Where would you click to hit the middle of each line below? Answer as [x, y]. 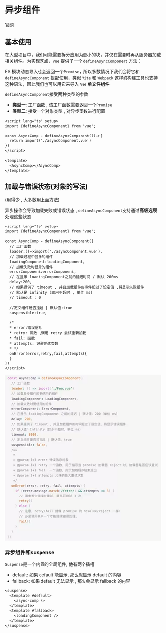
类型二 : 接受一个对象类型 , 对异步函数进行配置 [59, 111]
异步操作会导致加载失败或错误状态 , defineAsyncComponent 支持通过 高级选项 [81, 210]
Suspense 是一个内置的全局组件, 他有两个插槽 [50, 564]
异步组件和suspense [30, 552]
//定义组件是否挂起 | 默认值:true [41, 308]
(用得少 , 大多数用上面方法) [33, 200]
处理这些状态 [18, 216]
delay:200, [21, 282]
